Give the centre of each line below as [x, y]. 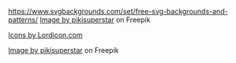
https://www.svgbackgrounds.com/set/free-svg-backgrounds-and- [118, 11]
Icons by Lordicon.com [45, 35]
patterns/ [23, 20]
